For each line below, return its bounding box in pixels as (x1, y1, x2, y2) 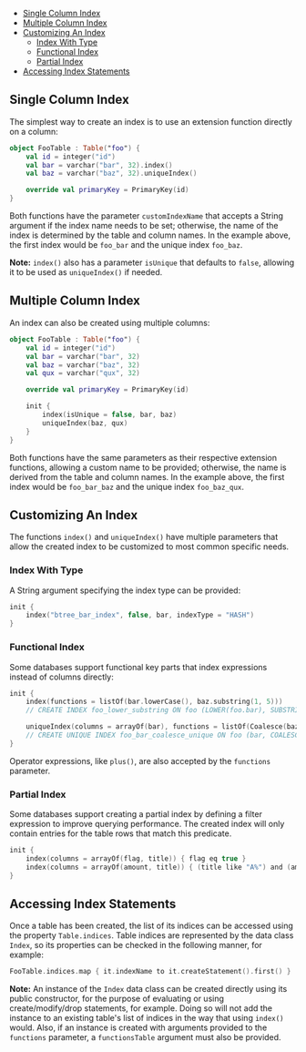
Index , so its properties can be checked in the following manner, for (9, 940, 262, 951)
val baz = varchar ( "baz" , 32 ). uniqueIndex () (25, 169, 198, 179)
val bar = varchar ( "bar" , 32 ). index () (25, 160, 173, 169)
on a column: (9, 126, 59, 137)
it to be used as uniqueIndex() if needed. (9, 267, 163, 278)
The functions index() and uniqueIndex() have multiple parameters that (9, 532, 279, 543)
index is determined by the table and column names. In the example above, (9, 230, 291, 240)
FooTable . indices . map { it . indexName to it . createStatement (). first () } (9, 967, 291, 976)
